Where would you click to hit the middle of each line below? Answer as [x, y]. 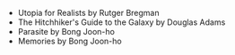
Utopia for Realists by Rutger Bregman [88, 13]
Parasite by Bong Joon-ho [66, 31]
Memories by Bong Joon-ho [70, 41]
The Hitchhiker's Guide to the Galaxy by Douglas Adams [122, 22]
